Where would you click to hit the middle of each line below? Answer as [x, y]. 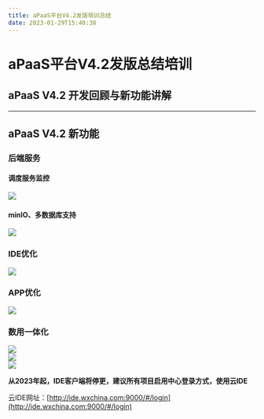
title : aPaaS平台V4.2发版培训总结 [60, 15]
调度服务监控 [29, 178]
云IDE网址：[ [29, 398]
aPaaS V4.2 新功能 [54, 133]
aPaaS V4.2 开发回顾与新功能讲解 [90, 96]
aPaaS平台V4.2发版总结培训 [100, 64]
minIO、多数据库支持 [42, 215]
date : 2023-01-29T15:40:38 [52, 23]
